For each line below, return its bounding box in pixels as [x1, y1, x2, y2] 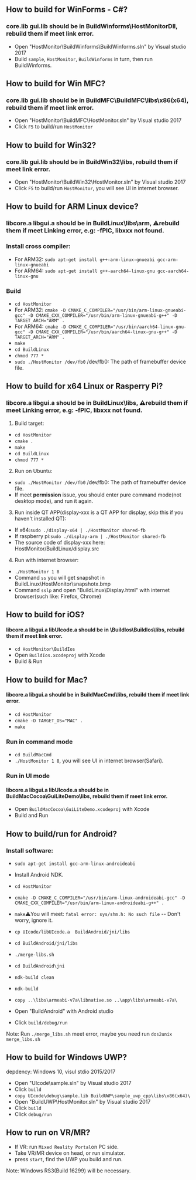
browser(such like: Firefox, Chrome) [14, 593, 101, 600]
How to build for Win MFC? [6, 79, 106, 89]
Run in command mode [6, 738, 73, 746]
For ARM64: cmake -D [14, 323, 66, 330]
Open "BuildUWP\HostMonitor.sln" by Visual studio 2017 [14, 1098, 151, 1105]
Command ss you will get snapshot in [14, 574, 105, 581]
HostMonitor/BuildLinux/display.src [14, 545, 99, 552]
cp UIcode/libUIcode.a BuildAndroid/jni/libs [14, 929, 130, 935]
